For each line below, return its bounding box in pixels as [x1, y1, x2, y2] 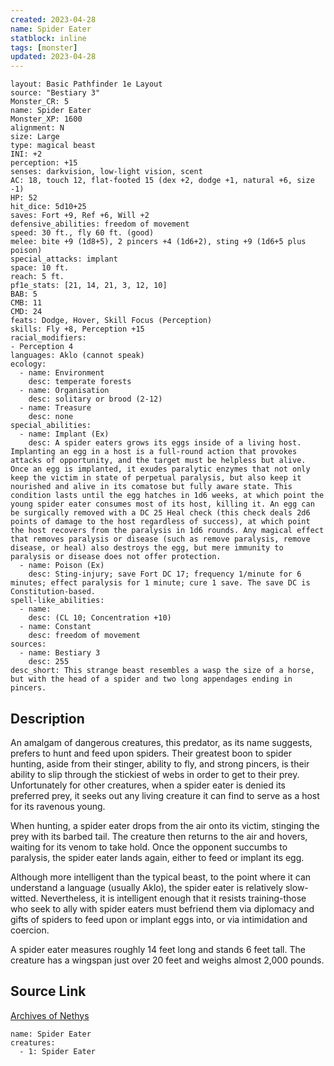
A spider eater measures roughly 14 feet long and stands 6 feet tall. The [10, 943, 306, 955]
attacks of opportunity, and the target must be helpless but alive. [10, 456, 307, 466]
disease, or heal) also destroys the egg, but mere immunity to [10, 543, 284, 553]
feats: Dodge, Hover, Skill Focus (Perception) [10, 316, 213, 326]
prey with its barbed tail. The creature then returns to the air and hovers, [10, 830, 308, 842]
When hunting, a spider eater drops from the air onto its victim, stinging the [10, 819, 320, 831]
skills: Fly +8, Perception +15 [10, 324, 145, 335]
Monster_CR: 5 [10, 97, 70, 107]
